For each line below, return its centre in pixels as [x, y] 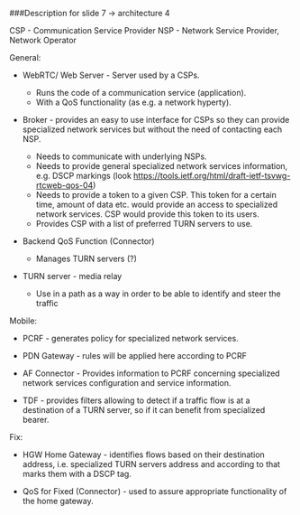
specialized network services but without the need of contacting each [152, 129]
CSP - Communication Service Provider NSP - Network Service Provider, [144, 30]
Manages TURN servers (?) [86, 258]
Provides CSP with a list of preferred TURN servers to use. [144, 224]
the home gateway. [58, 501]
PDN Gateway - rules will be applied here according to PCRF [135, 356]
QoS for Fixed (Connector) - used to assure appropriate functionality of [155, 491]
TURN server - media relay [72, 276]
